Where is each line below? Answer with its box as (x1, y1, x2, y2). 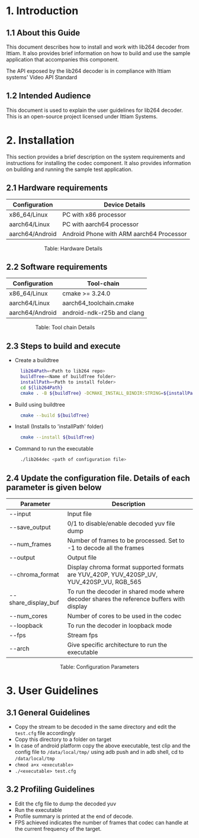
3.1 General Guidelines (6, 707, 91, 717)
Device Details (103, 200, 146, 208)
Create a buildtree (14, 357, 59, 364)
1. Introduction (6, 4, 79, 18)
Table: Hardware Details (44, 244, 102, 252)
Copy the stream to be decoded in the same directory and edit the (14, 723, 176, 730)
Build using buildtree (14, 401, 65, 408)
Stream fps (67, 631, 98, 639)
